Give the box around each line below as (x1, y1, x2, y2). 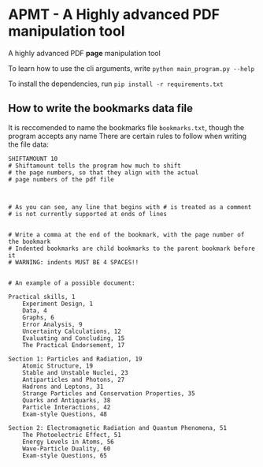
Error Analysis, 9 (22, 320, 83, 328)
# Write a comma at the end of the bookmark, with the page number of (8, 230, 245, 238)
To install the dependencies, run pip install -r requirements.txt (8, 79, 224, 88)
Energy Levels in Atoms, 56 (22, 438, 114, 446)
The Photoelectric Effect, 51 (22, 431, 122, 439)
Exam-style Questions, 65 (22, 451, 108, 459)
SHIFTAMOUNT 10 (8, 155, 58, 163)
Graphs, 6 (22, 313, 55, 321)
